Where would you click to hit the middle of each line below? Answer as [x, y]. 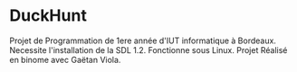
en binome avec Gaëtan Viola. [65, 59]
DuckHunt [48, 16]
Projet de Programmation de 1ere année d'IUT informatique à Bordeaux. [143, 40]
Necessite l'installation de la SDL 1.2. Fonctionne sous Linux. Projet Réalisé [148, 49]
